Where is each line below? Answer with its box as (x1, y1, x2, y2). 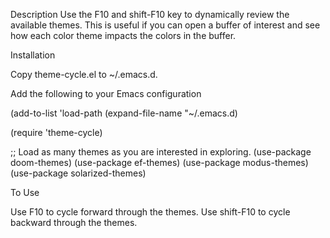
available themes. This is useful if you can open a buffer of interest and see (10, 19, 321, 31)
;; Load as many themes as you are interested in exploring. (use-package (10, 146, 312, 158)
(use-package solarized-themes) (10, 167, 147, 179)
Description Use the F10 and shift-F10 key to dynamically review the (10, 9, 290, 20)
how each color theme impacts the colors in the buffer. (10, 30, 237, 41)
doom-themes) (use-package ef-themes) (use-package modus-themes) (10, 157, 309, 168)
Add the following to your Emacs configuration (10, 88, 202, 99)
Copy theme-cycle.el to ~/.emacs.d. (10, 69, 158, 80)
